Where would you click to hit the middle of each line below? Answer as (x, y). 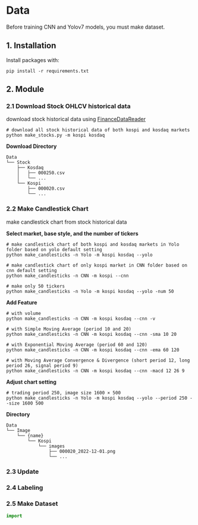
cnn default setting (32, 270)
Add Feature (22, 302)
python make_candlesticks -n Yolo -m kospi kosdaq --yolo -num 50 (90, 291)
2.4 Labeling (25, 487)
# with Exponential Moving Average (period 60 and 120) (77, 345)
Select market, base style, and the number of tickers (72, 233)
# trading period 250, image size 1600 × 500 (63, 393)
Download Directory (32, 146)
